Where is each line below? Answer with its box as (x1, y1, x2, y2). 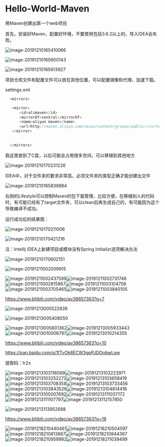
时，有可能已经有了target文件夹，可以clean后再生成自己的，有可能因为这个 (5, 199, 160, 205)
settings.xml (5, 86, 30, 92)
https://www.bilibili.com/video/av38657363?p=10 (5, 339, 107, 345)
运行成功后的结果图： (5, 216, 49, 222)
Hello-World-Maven (5, 3, 90, 14)
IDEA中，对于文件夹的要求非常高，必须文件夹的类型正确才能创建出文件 (5, 172, 151, 178)
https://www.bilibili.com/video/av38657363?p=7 (5, 295, 105, 301)
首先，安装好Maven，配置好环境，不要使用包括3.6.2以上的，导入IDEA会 (5, 30, 153, 36)
